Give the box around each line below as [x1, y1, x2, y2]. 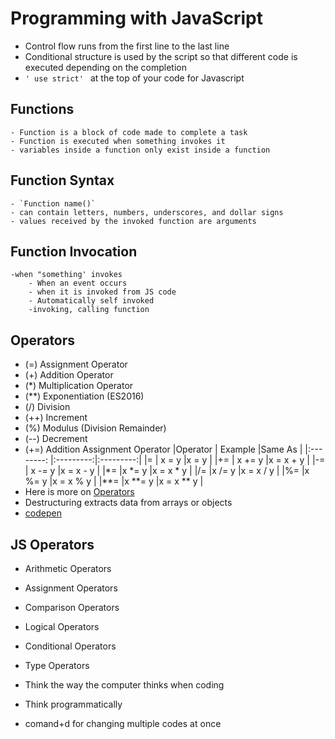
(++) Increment [24, 412, 88, 424]
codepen [24, 507, 62, 519]
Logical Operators [24, 621, 100, 632]
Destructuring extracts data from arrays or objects [24, 497, 233, 509]
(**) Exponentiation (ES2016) [24, 390, 145, 402]
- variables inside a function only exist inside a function [10, 145, 271, 155]
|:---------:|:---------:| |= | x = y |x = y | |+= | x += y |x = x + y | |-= [49, 454, 326, 466]
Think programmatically [24, 698, 123, 710]
